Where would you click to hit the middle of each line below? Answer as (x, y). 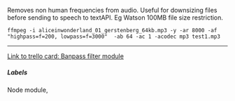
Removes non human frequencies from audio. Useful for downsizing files (112, 10)
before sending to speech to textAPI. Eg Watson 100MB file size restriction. (115, 18)
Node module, (28, 90)
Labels (17, 72)
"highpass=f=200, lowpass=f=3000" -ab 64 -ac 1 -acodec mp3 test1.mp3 (114, 36)
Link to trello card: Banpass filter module (66, 56)
